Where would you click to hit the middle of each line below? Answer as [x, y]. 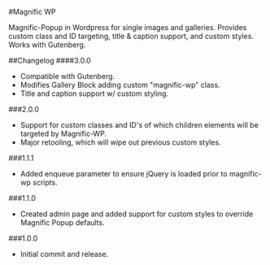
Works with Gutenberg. [47, 45]
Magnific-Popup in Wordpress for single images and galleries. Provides [128, 27]
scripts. [45, 182]
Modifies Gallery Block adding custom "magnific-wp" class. [120, 85]
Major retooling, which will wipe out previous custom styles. [120, 142]
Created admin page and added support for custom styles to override [137, 214]
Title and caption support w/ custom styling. [94, 93]
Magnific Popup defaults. [62, 222]
